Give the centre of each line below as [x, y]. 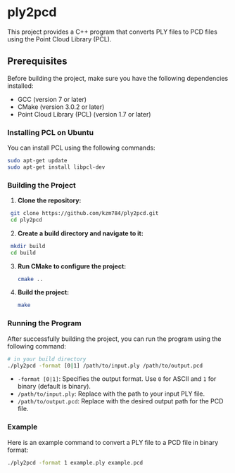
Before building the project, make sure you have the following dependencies [118, 78]
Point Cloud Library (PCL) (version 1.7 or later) [84, 114]
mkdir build [28, 246]
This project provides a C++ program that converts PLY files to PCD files [113, 32]
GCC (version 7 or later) [52, 99]
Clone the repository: [49, 200]
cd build [23, 253]
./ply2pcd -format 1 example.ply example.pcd [75, 462]
